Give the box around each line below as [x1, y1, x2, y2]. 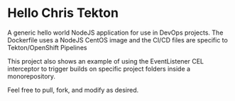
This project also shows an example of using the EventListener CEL [7, 57, 204, 65]
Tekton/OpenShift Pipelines [7, 43, 87, 52]
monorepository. [7, 72, 55, 81]
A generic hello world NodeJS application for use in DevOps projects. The [7, 28, 224, 37]
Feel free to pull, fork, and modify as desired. [7, 85, 139, 94]
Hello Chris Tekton [7, 5, 119, 21]
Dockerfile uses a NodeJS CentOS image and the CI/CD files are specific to [7, 35, 229, 44]
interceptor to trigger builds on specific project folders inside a [7, 64, 190, 73]
